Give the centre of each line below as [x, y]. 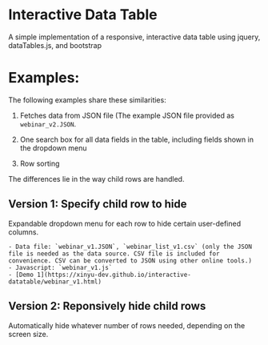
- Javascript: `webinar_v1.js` [60, 267]
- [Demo [21, 275]
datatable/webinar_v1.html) [55, 282]
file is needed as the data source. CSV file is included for [114, 254]
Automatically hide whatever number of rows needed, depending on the [127, 325]
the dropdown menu [53, 148]
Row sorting [40, 163]
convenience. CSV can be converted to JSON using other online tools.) [130, 261]
